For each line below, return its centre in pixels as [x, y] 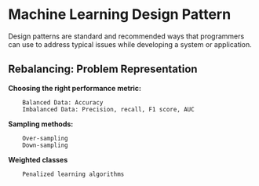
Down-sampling [45, 145]
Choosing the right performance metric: [75, 88]
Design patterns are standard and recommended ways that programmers [126, 36]
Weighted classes [38, 159]
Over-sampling [45, 138]
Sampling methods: [41, 124]
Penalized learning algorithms [73, 174]
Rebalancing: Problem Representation [103, 69]
